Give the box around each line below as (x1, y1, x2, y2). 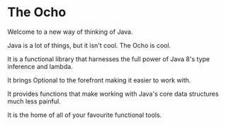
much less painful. (7, 96, 62, 106)
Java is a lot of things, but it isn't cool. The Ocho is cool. (7, 41, 171, 49)
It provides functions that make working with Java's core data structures (7, 89, 219, 98)
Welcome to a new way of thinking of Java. (7, 27, 133, 36)
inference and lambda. (7, 62, 73, 70)
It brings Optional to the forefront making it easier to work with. (7, 75, 191, 84)
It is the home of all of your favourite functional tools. (7, 111, 162, 119)
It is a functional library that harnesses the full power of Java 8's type (7, 54, 210, 63)
